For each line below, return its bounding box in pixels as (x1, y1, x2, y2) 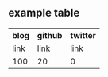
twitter (70, 29, 97, 40)
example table (8, 6, 80, 20)
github (37, 29, 63, 40)
